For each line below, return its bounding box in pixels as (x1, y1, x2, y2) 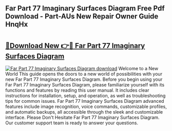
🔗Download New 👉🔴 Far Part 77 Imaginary (5, 41, 145, 50)
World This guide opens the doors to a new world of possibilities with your (5, 71, 163, 77)
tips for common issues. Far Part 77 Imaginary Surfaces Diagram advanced (5, 98, 164, 104)
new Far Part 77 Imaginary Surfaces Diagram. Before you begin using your (5, 76, 163, 82)
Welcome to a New (118, 65, 159, 71)
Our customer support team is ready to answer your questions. (5, 120, 139, 126)
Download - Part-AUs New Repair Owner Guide (5, 12, 159, 21)
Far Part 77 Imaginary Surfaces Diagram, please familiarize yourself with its (5, 82, 165, 88)
